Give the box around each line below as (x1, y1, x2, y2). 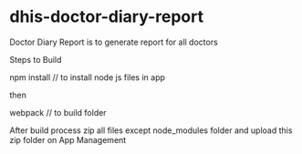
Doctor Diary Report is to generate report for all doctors (9, 36, 219, 47)
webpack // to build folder (9, 107, 107, 118)
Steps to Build (9, 54, 62, 65)
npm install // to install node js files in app (9, 71, 166, 83)
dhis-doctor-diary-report (9, 6, 203, 27)
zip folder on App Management (9, 134, 127, 145)
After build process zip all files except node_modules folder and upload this (9, 125, 293, 136)
